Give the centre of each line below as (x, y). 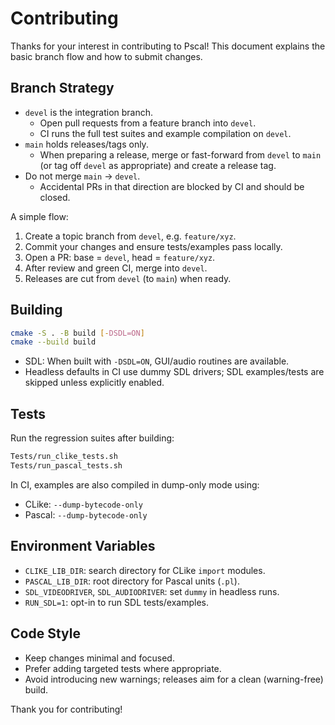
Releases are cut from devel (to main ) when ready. (128, 278)
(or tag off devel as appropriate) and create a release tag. (158, 165)
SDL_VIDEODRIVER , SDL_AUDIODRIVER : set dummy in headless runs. (152, 591)
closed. (55, 197)
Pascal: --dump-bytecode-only (86, 514)
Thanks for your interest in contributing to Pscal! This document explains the (168, 46)
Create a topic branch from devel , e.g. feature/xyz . (130, 236)
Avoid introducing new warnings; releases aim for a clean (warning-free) (174, 679)
